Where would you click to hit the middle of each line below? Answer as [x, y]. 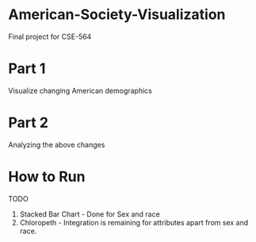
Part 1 [27, 69]
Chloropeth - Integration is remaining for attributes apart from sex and [134, 222]
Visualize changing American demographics [80, 90]
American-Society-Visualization [117, 15]
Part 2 [29, 123]
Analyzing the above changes [57, 144]
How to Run [47, 177]
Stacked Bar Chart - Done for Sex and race [90, 214]
